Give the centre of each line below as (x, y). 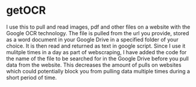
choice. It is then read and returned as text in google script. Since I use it (96, 46)
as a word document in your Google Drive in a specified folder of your (92, 39)
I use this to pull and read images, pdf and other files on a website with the (98, 27)
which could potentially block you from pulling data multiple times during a (98, 71)
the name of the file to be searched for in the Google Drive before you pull (97, 58)
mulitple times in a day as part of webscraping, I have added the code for (97, 52)
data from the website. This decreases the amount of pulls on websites (94, 65)
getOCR (26, 10)
